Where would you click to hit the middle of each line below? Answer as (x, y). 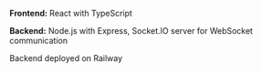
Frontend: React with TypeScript (71, 13)
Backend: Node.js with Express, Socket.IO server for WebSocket (131, 31)
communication (39, 41)
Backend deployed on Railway (66, 58)
